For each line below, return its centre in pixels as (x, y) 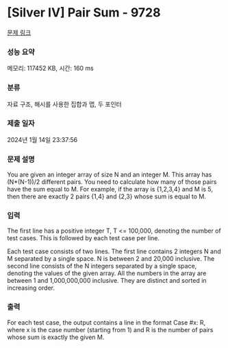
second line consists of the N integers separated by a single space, (102, 266)
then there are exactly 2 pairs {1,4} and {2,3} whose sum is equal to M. (107, 196)
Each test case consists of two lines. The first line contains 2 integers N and (114, 251)
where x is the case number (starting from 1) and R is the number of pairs (110, 329)
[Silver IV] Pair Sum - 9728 (84, 13)
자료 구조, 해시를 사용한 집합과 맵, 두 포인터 (64, 104)
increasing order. (31, 288)
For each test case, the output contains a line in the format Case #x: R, (106, 322)
